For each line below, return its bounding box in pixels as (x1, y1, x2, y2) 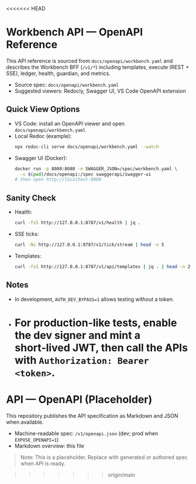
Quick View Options (6, 104, 80, 114)
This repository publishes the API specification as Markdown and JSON (6, 412, 178, 419)
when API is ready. (20, 460, 66, 467)
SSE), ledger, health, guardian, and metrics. (6, 70, 111, 77)
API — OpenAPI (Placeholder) (6, 392, 153, 406)
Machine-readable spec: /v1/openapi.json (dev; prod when (14, 429, 159, 436)
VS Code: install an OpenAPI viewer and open (14, 120, 125, 127)
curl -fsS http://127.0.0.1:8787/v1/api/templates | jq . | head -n (14, 263, 185, 269)
